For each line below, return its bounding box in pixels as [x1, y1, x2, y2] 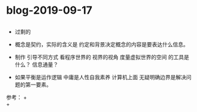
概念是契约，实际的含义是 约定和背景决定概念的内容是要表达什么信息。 [14, 41, 189, 48]
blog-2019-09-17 [6, 4, 92, 17]
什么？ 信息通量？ [14, 61, 58, 68]
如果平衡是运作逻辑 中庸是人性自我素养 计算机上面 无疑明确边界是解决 [14, 73, 186, 80]
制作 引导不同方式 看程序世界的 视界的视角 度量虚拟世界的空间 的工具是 [14, 53, 189, 60]
